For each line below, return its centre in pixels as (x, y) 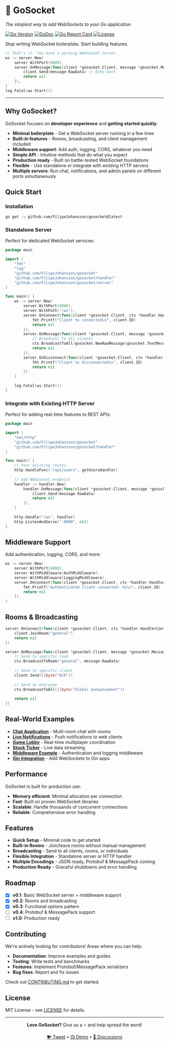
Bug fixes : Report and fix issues (46, 972)
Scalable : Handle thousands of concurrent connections (70, 807)
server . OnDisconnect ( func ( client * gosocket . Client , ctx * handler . (94, 358)
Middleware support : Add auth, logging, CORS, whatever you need (82, 149)
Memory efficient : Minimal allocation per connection (67, 796)
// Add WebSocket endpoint (43, 480)
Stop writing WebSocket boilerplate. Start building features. (67, 44)
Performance (26, 774)
